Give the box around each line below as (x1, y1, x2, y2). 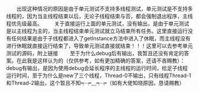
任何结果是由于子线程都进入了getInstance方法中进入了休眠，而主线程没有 (11, 35, 191, 42)
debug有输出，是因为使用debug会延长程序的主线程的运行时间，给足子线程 (6, 65, 188, 71)
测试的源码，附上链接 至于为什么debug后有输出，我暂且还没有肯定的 (6, 50, 185, 56)
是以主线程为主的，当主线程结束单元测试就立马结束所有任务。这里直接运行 (6, 27, 188, 34)
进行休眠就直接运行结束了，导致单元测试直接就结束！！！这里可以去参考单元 (6, 42, 193, 49)
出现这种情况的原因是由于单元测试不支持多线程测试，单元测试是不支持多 (17, 5, 193, 12)
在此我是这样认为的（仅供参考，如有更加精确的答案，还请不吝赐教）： (16, 57, 185, 64)
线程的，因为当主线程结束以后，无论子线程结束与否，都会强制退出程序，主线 (6, 12, 193, 20)
